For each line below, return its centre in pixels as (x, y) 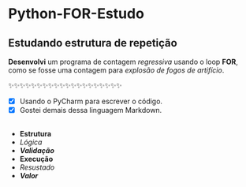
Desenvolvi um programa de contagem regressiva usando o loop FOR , (123, 62)
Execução (36, 159)
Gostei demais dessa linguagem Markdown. (91, 110)
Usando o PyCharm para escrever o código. (91, 101)
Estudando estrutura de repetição (93, 43)
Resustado (37, 167)
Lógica (31, 142)
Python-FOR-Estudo (76, 14)
